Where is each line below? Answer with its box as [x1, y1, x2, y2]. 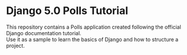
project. [6, 42, 25, 49]
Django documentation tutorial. [6, 29, 81, 36]
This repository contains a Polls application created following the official [6, 23, 182, 30]
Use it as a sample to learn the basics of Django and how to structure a [6, 36, 179, 43]
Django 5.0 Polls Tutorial [6, 4, 129, 18]
